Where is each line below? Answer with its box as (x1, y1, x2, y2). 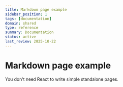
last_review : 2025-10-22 (5, 39, 56, 44)
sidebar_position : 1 (5, 12, 48, 17)
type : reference (5, 25, 38, 30)
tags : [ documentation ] (5, 16, 52, 21)
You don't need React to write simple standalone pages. (5, 76, 119, 82)
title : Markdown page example (5, 7, 67, 12)
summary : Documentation (5, 30, 54, 35)
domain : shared (5, 21, 36, 26)
